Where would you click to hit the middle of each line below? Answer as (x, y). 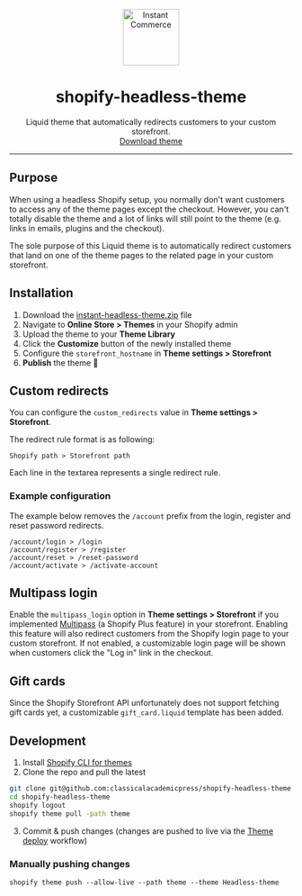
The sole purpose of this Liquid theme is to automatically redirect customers (151, 245)
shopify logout (38, 805)
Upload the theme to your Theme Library (99, 334)
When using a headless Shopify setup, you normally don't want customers (147, 199)
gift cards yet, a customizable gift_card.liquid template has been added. (147, 712)
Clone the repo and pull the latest (84, 772)
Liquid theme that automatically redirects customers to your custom (151, 122)
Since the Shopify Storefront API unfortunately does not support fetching (144, 703)
